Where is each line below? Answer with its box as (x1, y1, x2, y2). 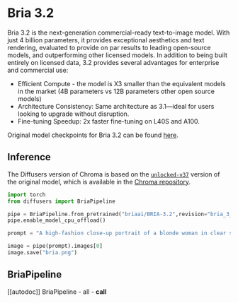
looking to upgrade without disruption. (17, 109, 130, 118)
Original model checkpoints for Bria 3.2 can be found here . (7, 131, 178, 139)
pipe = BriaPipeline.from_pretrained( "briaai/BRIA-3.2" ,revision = (7, 210, 208, 218)
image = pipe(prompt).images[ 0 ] (7, 242, 103, 250)
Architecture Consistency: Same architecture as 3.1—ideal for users (17, 102, 215, 110)
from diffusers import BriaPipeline (7, 198, 115, 205)
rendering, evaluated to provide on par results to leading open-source (7, 43, 211, 52)
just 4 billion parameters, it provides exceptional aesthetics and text (7, 35, 205, 44)
